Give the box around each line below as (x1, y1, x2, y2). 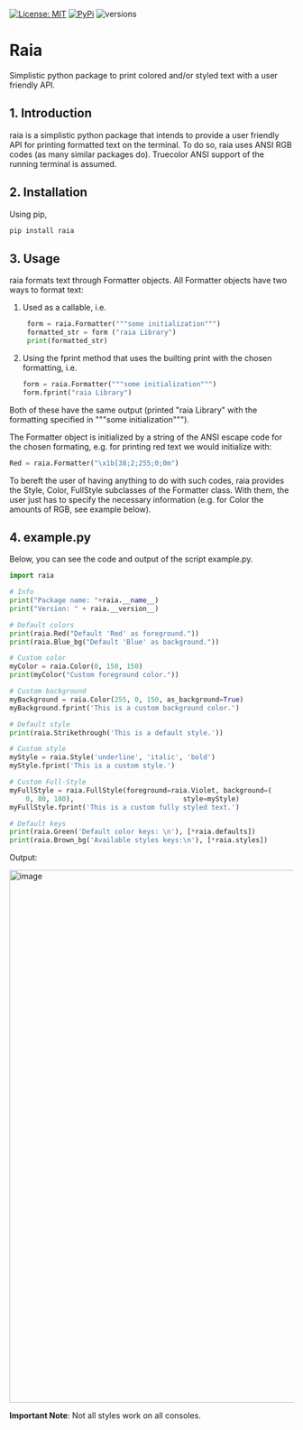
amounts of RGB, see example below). (9, 504, 151, 515)
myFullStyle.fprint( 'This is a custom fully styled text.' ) (9, 803, 241, 812)
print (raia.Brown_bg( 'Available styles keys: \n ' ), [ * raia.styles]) (9, 836, 269, 845)
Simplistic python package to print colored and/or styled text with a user (9, 70, 278, 80)
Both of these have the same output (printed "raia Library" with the (9, 404, 258, 415)
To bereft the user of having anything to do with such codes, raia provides (9, 475, 285, 486)
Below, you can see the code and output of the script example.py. (9, 553, 253, 564)
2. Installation (9, 185, 88, 200)
